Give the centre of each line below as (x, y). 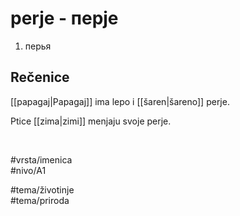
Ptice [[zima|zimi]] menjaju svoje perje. (91, 121)
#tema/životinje (42, 189)
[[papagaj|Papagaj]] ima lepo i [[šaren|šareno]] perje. (120, 101)
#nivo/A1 (28, 170)
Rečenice (40, 77)
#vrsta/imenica (41, 159)
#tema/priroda (40, 200)
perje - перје (64, 18)
